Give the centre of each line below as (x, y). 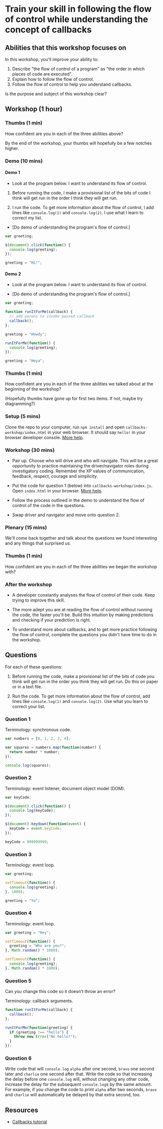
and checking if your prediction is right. (52, 620)
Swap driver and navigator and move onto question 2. (66, 515)
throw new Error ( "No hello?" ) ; (45, 1037)
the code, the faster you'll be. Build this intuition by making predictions (83, 615)
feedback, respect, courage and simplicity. (55, 476)
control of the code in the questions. (48, 506)
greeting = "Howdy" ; (26, 334)
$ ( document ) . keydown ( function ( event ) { (45, 824)
